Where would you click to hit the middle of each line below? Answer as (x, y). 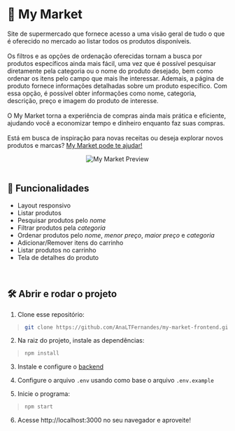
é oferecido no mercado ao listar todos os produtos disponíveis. (99, 41)
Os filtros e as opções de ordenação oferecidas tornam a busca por (105, 56)
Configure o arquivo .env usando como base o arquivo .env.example (116, 381)
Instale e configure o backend (60, 367)
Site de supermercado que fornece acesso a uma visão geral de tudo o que (116, 34)
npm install (42, 353)
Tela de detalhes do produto (58, 257)
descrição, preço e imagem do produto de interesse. (83, 100)
